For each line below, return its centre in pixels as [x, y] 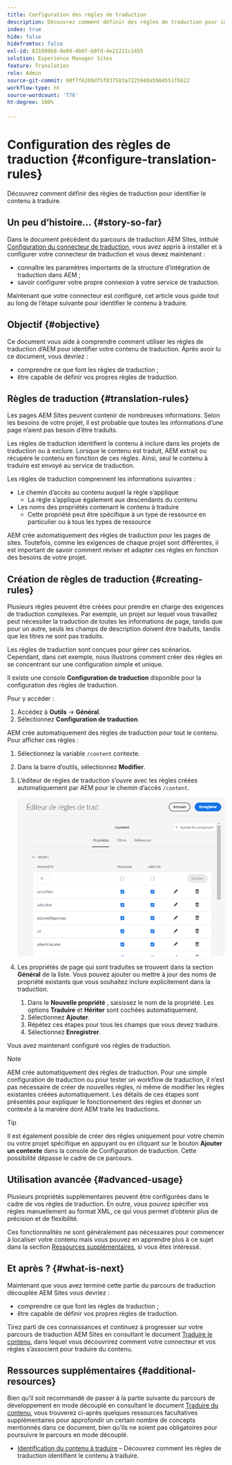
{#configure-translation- [144, 160]
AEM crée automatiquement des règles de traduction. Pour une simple [107, 1072]
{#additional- [167, 1370]
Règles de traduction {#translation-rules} [98, 398]
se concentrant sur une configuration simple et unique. [85, 665]
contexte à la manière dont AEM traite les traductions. [84, 1109]
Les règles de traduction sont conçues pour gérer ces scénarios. [99, 650]
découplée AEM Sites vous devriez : [58, 1292]
